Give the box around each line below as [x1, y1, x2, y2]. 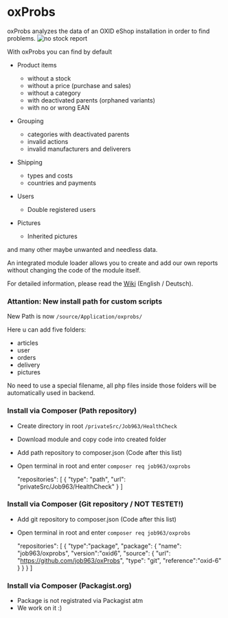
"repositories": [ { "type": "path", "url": [16, 475, 126, 483]
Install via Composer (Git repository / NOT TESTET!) [7, 500, 184, 509]
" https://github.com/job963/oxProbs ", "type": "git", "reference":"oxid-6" [16, 556, 222, 564]
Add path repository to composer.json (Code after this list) [16, 448, 182, 456]
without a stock [27, 74, 71, 83]
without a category [27, 89, 81, 97]
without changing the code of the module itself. [7, 266, 141, 274]
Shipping [16, 158, 43, 166]
